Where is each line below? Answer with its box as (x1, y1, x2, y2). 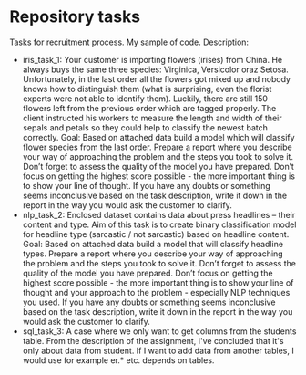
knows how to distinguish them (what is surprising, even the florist (22, 83, 272, 94)
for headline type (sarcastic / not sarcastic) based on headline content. (22, 228, 290, 239)
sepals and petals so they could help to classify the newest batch (22, 121, 269, 133)
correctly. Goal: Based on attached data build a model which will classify (22, 131, 295, 142)
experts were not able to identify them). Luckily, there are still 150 (22, 93, 269, 104)
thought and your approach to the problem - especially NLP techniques (22, 286, 291, 297)
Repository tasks (9, 6, 141, 27)
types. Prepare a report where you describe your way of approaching (22, 248, 284, 259)
